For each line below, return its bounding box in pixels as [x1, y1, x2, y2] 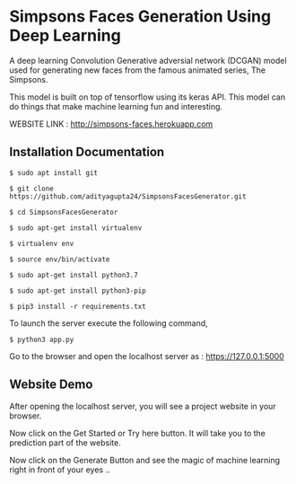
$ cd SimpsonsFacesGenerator [9, 207, 118, 216]
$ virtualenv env [9, 239, 74, 248]
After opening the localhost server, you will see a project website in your [9, 400, 276, 411]
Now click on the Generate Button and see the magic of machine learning [9, 454, 281, 465]
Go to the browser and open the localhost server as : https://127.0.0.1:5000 [9, 350, 284, 361]
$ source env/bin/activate [9, 254, 110, 264]
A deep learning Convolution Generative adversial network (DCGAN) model [9, 55, 287, 66]
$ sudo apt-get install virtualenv [9, 223, 143, 233]
